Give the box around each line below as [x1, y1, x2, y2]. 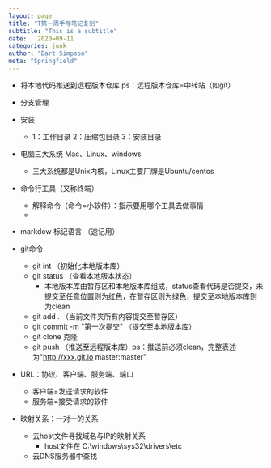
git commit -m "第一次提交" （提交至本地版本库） [32, 321, 197, 331]
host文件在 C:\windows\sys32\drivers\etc [44, 440, 183, 450]
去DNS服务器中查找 [32, 451, 98, 461]
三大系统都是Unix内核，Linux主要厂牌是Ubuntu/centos [32, 166, 214, 176]
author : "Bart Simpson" [8, 49, 89, 57]
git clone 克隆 [32, 331, 78, 341]
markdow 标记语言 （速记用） [19, 226, 120, 236]
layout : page [8, 11, 53, 20]
